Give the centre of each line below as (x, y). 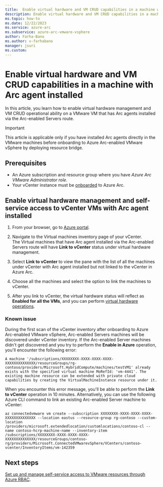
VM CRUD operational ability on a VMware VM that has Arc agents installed (80, 113)
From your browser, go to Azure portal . (51, 227)
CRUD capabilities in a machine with (79, 84)
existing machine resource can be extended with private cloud (70, 376)
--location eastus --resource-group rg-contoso (87, 418)
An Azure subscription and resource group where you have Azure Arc (82, 175)
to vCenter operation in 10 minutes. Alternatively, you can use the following (80, 395)
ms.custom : (16, 50)
